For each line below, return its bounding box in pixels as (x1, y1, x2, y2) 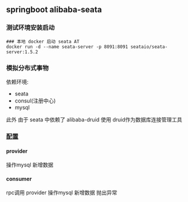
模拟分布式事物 (6, 63, 49, 72)
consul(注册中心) (14, 97, 56, 104)
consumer (6, 175, 32, 182)
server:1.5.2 (6, 49, 38, 55)
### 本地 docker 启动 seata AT (6, 39, 80, 44)
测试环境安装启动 (6, 24, 55, 32)
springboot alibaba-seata (6, 5, 102, 15)
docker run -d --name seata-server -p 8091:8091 (6, 44, 128, 50)
